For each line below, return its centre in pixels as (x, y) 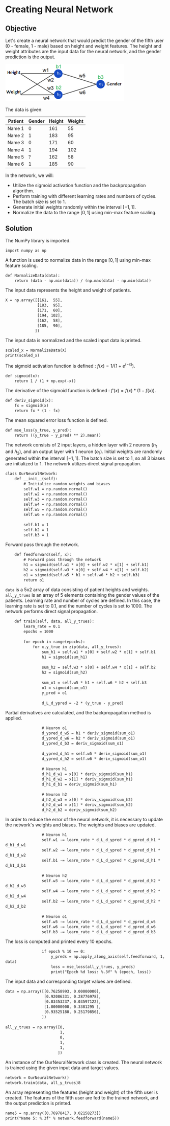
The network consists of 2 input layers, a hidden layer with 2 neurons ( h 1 (81, 445)
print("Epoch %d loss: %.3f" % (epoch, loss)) (101, 972)
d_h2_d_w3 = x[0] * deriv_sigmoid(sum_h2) (87, 800)
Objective (21, 28)
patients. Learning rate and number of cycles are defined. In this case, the (83, 600)
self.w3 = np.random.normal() (55, 499)
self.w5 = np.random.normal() (55, 509)
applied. (14, 718)
